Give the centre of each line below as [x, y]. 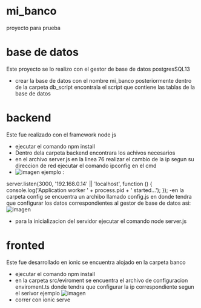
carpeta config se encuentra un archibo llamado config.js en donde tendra [99, 196]
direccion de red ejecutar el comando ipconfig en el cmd [86, 165]
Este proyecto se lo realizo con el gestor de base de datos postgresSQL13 [98, 69]
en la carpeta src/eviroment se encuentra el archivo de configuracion [101, 280]
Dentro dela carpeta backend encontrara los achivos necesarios [95, 153]
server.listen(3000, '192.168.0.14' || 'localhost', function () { [79, 184]
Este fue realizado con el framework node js [61, 135]
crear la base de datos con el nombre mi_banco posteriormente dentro [103, 80]
